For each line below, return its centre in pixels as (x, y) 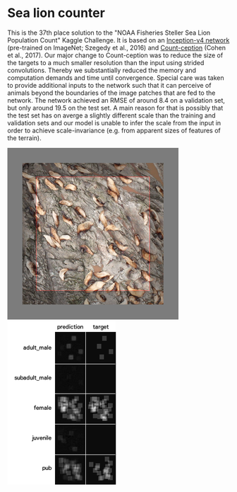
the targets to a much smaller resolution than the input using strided (106, 62)
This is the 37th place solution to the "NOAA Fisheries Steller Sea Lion (109, 33)
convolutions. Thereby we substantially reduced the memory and (102, 70)
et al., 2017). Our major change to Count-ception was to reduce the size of (115, 55)
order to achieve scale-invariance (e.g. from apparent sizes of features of (114, 130)
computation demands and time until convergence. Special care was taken (116, 78)
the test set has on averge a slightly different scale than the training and (111, 115)
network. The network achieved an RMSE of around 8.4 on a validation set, (116, 100)
